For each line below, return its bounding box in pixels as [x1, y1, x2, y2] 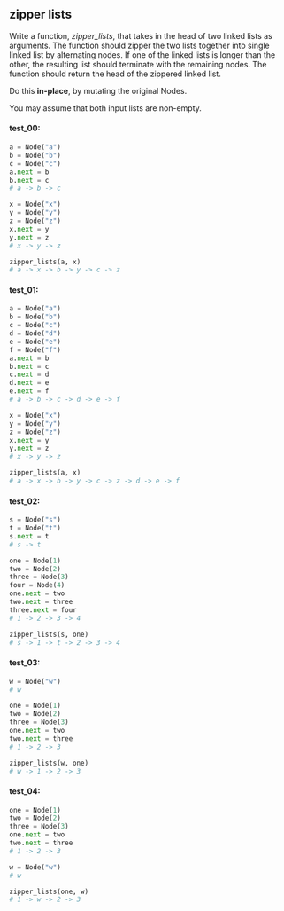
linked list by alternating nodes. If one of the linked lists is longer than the [9, 49, 276, 60]
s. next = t [9, 531, 50, 540]
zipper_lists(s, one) [9, 630, 89, 639]
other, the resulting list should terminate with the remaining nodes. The [9, 59, 267, 69]
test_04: [9, 785, 41, 797]
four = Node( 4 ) [9, 581, 65, 590]
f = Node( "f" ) [9, 345, 62, 354]
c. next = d [9, 370, 50, 380]
